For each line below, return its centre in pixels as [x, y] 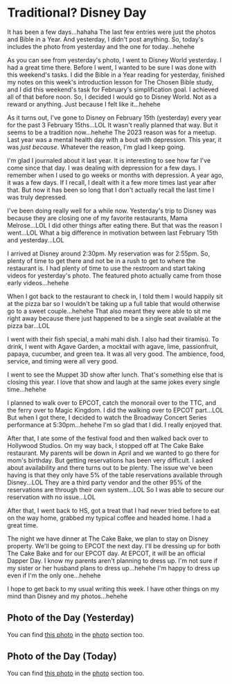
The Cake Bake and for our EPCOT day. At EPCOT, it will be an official [106, 553]
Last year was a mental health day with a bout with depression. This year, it [114, 139]
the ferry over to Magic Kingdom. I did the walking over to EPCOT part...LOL [115, 410]
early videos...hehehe [38, 282]
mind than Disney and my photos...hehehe [68, 596]
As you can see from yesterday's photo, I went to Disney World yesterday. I [114, 60]
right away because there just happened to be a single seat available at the [114, 318]
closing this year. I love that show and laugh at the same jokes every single [114, 381]
